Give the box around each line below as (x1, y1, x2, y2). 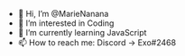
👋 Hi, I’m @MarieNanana (17, 9, 109, 19)
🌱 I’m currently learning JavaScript (17, 28, 147, 37)
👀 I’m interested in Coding (17, 18, 115, 28)
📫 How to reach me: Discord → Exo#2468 (17, 37, 177, 48)
